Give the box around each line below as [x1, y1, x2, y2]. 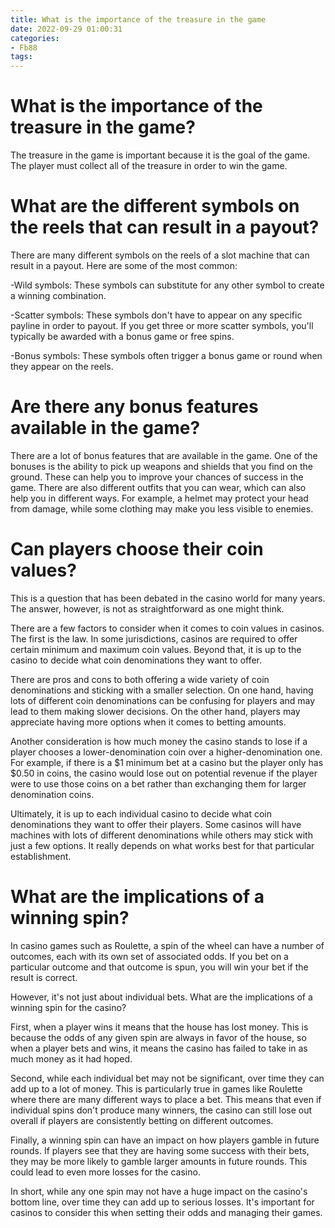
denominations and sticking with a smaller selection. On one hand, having [10, 684, 314, 696]
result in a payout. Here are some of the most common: [10, 260, 238, 271]
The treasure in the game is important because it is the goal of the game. [10, 149, 311, 161]
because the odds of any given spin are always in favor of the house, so [10, 1031, 307, 1043]
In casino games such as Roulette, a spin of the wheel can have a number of [10, 939, 325, 951]
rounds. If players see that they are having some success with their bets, [10, 1144, 310, 1156]
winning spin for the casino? [10, 1001, 127, 1013]
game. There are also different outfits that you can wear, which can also [10, 481, 307, 493]
